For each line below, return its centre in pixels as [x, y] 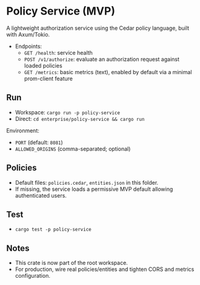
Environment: [23, 130]
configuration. [32, 276]
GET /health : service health [58, 52]
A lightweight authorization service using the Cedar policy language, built [98, 28]
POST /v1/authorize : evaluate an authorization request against [102, 59]
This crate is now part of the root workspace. [72, 263]
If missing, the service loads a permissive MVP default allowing [94, 189]
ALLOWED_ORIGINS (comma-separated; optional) [73, 149]
